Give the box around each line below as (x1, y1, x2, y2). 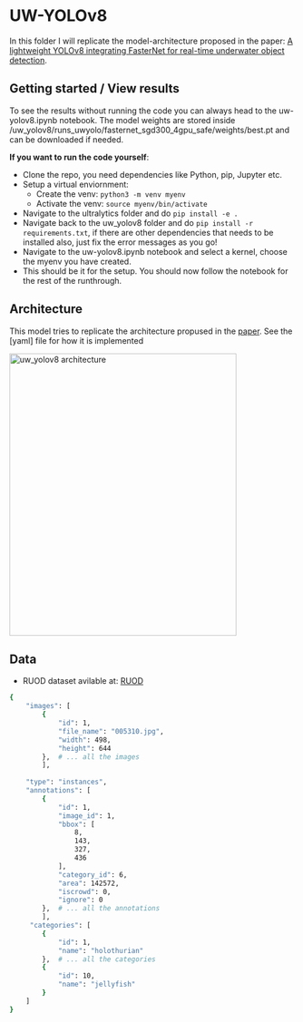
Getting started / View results (9, 81, 180, 96)
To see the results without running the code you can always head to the (9, 105, 278, 116)
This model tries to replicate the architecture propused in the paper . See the (9, 326, 293, 336)
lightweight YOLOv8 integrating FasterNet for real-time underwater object (9, 44, 285, 55)
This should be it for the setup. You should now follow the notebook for (22, 265, 288, 277)
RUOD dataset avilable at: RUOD (22, 676, 143, 686)
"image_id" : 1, (57, 811, 116, 821)
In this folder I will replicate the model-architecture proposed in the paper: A (9, 35, 293, 46)
